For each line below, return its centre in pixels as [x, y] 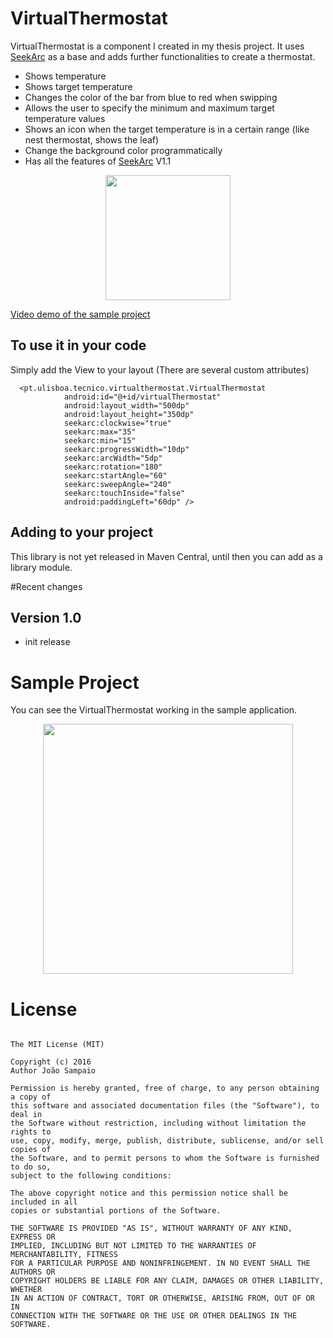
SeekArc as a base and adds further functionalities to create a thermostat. [163, 56]
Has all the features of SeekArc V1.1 [98, 161]
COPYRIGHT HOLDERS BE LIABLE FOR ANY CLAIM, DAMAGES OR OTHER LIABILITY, [167, 1281]
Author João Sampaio [53, 1071]
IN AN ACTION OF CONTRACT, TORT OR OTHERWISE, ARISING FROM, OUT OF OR [162, 1298]
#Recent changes [46, 586]
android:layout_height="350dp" [129, 414]
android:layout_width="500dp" [126, 405]
